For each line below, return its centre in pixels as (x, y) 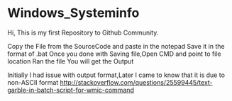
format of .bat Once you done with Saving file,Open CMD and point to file (114, 54)
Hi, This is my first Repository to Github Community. (83, 32)
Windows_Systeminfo (73, 13)
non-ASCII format (33, 82)
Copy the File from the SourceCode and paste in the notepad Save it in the (116, 46)
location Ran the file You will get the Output (71, 61)
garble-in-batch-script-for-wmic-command (71, 90)
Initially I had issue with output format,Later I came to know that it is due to (116, 75)
